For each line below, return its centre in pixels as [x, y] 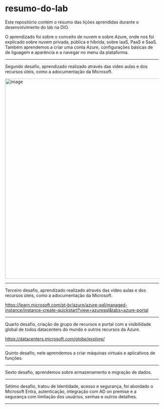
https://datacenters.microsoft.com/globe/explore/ [55, 339]
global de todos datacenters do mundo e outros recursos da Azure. [73, 329]
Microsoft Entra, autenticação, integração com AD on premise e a [71, 391]
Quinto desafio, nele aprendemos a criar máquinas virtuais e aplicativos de [80, 353]
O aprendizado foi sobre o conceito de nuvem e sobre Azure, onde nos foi [80, 37]
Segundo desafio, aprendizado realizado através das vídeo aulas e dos [76, 66]
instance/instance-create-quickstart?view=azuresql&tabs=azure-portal [77, 310]
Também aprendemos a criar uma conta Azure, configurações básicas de [79, 47]
